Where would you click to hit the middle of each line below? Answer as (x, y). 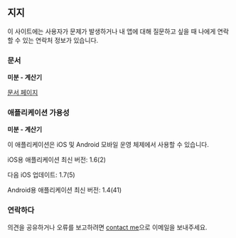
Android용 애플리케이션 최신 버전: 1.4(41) (65, 190)
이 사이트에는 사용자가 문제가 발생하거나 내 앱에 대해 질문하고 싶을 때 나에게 (112, 31)
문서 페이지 (23, 93)
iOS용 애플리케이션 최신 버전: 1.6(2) (57, 160)
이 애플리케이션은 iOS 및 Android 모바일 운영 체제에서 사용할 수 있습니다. (108, 145)
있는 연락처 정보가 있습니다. (60, 40)
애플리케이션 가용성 (38, 113)
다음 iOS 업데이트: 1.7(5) (42, 175)
